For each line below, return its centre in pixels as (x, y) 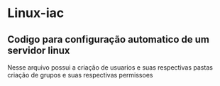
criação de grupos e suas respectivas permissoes (80, 75)
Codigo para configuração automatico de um (108, 39)
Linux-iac (36, 13)
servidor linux (39, 50)
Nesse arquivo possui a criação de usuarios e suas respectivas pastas (110, 68)
